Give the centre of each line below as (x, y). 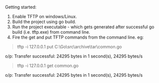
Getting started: (21, 7)
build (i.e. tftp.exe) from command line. (51, 32)
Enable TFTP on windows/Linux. (44, 16)
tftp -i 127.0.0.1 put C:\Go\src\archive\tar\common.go (69, 47)
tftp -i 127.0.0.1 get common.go (48, 66)
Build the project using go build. (44, 22)
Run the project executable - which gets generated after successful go (83, 27)
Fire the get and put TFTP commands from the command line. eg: (78, 37)
